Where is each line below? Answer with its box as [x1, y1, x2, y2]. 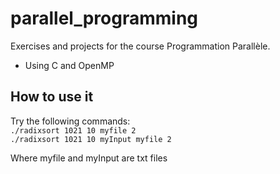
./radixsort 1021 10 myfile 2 [10, 125, 137, 136]
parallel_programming [10, 7, 199, 30]
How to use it [10, 88, 94, 106]
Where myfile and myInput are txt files [10, 152, 168, 164]
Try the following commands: [10, 115, 131, 127]
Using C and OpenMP [24, 59, 115, 71]
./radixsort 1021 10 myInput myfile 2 [10, 134, 172, 144]
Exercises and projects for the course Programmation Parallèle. [10, 40, 271, 52]
